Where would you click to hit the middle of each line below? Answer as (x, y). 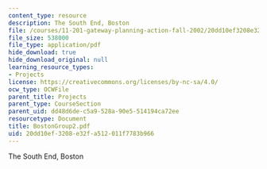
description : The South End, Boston (69, 23)
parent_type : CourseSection (55, 104)
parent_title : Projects (48, 97)
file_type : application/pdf (55, 45)
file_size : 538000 (39, 38)
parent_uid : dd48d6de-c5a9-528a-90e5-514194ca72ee (94, 112)
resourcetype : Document (48, 119)
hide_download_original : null (58, 60)
